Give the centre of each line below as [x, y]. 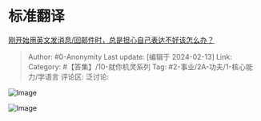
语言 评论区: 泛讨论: [77, 76]
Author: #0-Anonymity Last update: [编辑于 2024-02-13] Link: [130, 57]
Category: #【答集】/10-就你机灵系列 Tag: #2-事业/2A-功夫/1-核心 [137, 66]
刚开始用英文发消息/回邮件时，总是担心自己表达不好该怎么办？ [111, 40]
